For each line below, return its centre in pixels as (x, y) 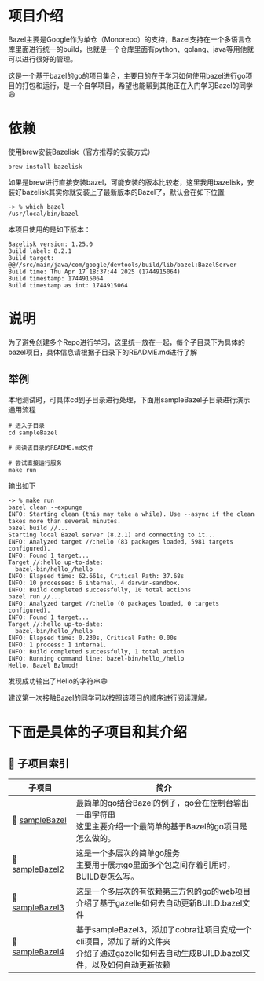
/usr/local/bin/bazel (44, 214)
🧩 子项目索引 (38, 764)
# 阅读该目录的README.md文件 (51, 448)
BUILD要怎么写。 (107, 877)
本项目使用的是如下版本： (49, 229)
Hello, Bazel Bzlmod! (44, 665)
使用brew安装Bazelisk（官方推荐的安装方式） (81, 152)
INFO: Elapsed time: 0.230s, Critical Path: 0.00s (93, 638)
